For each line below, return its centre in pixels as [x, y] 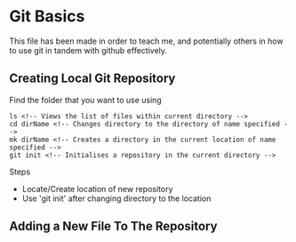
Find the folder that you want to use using [85, 100]
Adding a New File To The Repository [113, 226]
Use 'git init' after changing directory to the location [116, 198]
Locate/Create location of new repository [97, 189]
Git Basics [47, 16]
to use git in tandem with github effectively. [88, 50]
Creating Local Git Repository [92, 79]
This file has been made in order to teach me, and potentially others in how [146, 41]
